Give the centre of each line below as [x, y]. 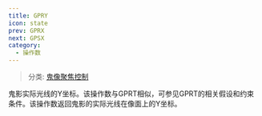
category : [25, 46]
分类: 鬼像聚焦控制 [58, 76]
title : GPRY [28, 16]
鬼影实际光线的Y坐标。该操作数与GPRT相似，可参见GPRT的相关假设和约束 [131, 94]
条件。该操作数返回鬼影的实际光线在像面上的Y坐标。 [95, 104]
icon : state [28, 23]
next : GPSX [26, 38]
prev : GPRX [26, 30]
